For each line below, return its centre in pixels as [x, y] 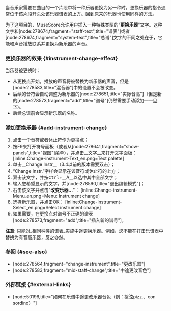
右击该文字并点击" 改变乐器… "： [46, 190]
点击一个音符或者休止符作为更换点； [51, 140]
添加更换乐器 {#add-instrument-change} [56, 128]
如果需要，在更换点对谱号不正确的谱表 [53, 213]
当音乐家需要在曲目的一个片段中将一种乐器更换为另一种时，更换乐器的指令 [83, 7]
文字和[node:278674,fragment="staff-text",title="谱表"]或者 [68, 31]
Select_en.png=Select [36, 207]
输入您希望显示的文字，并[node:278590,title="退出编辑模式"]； [79, 183]
